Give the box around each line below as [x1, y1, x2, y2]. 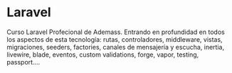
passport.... [6, 57, 41, 66]
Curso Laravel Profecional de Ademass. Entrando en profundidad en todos [6, 28, 225, 36]
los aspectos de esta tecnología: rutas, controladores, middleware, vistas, [6, 35, 223, 43]
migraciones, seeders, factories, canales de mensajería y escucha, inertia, [6, 43, 225, 51]
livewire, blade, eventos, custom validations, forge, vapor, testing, [6, 50, 199, 59]
